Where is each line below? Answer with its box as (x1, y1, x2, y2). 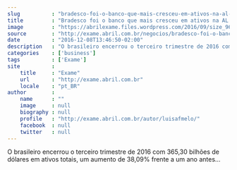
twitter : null (20, 128, 71, 135)
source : (7, 30, 55, 37)
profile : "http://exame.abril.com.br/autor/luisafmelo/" (20, 115, 200, 122)
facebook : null (20, 121, 71, 129)
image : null (20, 102, 71, 109)
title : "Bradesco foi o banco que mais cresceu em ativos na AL (7, 17, 229, 24)
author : (7, 89, 55, 96)
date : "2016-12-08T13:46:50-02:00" (7, 37, 143, 44)
